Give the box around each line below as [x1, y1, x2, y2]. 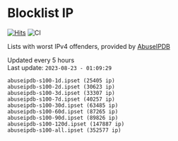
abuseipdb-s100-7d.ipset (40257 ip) [7, 96, 115, 103]
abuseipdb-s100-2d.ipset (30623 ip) [7, 83, 115, 90]
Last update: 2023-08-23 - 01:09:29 [7, 63, 112, 72]
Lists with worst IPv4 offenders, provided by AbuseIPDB [7, 42, 171, 50]
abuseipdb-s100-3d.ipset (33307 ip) [7, 89, 115, 96]
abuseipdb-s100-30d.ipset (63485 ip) [7, 101, 119, 109]
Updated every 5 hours [7, 55, 75, 64]
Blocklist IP [7, 5, 74, 21]
